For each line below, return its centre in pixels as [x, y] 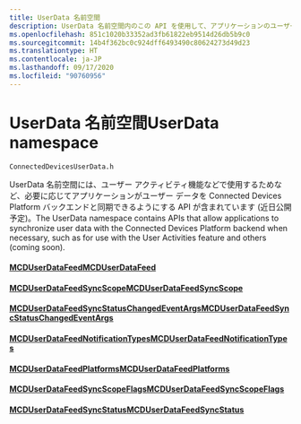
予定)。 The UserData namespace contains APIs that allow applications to [144, 218]
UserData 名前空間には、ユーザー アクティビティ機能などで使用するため [142, 184]
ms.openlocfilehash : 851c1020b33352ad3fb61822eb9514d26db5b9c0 [130, 34]
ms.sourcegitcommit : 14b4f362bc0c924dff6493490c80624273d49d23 [130, 43]
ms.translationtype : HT [54, 51]
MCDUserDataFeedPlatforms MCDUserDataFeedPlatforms [120, 368]
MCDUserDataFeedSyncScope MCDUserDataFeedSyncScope [126, 288]
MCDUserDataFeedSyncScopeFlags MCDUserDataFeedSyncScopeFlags [147, 389]
